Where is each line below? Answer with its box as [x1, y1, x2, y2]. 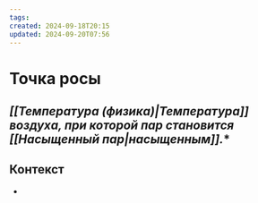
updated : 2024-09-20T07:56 [9, 30, 110, 38]
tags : [9, 13, 30, 22]
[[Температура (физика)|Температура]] [9, 104, 249, 119]
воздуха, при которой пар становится [9, 117, 235, 132]
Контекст [9, 162, 64, 177]
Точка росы [9, 68, 101, 89]
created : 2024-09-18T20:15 [9, 21, 110, 30]
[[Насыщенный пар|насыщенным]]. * [9, 131, 230, 147]
